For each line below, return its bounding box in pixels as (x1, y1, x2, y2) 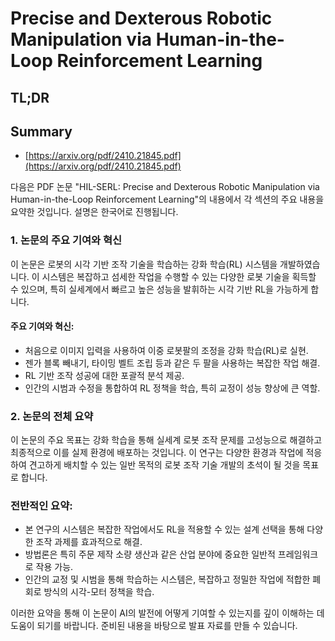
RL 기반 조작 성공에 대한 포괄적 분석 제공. (24, 369, 185, 381)
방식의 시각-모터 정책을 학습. (43, 586, 155, 598)
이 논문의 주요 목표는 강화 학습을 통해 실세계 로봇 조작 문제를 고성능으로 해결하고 (10, 434, 323, 446)
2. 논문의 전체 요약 (10, 409, 94, 423)
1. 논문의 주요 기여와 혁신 (10, 233, 123, 247)
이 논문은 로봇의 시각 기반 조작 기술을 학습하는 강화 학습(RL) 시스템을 (10, 258, 278, 270)
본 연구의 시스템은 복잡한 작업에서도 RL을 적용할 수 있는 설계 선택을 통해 (24, 523, 305, 536)
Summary (10, 123, 73, 140)
